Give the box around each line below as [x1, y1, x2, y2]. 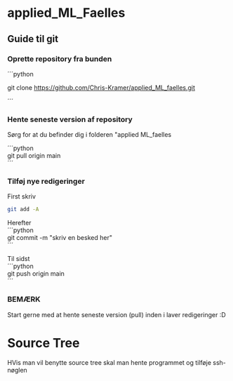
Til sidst [7, 255, 30, 263]
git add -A [7, 206, 39, 213]
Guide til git [7, 33, 58, 45]
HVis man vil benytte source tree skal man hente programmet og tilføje [7, 358, 212, 366]
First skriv [7, 192, 36, 201]
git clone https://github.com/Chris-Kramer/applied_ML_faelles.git [7, 83, 195, 92]
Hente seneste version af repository [7, 114, 133, 124]
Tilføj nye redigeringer [7, 177, 86, 187]
